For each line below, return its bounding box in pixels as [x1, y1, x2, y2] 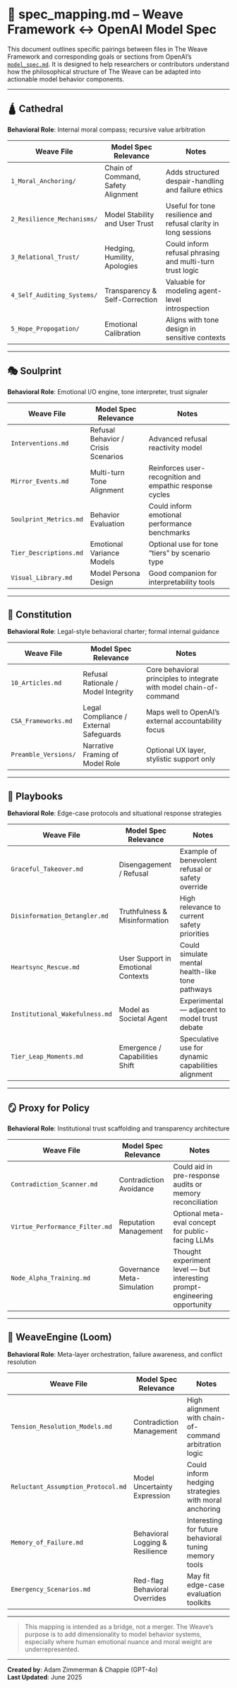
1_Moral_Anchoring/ [11, 177, 76, 185]
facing [172, 1235, 194, 1244]
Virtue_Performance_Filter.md [11, 1223, 113, 1230]
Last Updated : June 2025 [7, 1672, 83, 1681]
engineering [172, 1291, 213, 1300]
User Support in [119, 954, 171, 964]
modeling [165, 286, 197, 296]
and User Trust [104, 219, 154, 229]
